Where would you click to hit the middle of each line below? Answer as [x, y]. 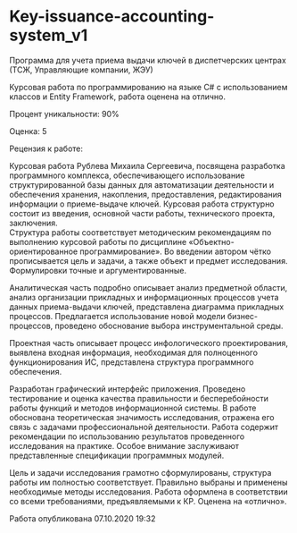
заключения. [33, 223]
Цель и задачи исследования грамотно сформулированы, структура [140, 472]
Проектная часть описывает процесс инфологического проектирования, [148, 343]
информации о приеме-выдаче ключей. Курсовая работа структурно [142, 204]
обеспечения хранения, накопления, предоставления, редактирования [146, 194]
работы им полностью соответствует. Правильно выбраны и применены [148, 482]
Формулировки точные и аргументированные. [98, 270]
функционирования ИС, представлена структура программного [132, 362]
